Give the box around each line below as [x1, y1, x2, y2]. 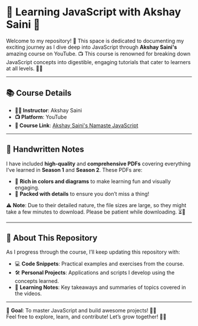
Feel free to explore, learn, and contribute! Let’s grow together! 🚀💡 [6, 313, 167, 320]
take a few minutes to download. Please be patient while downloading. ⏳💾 [6, 208, 186, 215]
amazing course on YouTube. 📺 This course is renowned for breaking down [6, 50, 190, 57]
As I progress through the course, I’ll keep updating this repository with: [6, 248, 180, 255]
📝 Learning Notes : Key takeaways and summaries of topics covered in [14, 284, 186, 291]
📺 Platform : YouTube [14, 113, 67, 120]
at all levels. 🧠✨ [6, 65, 43, 72]
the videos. [14, 290, 42, 297]
